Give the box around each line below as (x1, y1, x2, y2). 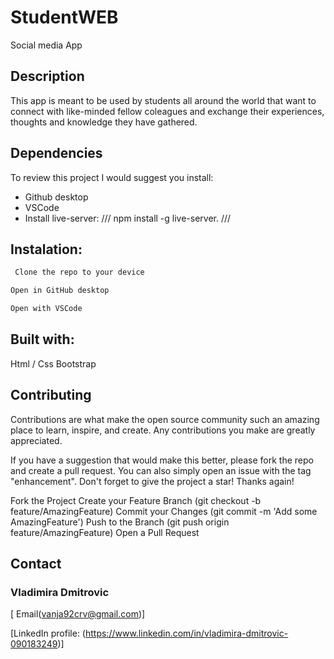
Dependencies (10, 145, 103, 162)
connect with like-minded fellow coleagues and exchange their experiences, (10, 105, 325, 117)
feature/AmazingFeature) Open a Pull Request (10, 526, 200, 538)
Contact (10, 556, 62, 573)
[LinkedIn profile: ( (10, 627, 86, 640)
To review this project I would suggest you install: (10, 171, 214, 183)
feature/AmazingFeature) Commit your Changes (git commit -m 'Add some (10, 505, 318, 517)
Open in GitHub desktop (10, 286, 110, 296)
